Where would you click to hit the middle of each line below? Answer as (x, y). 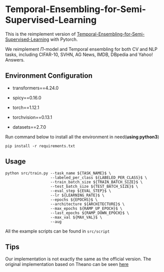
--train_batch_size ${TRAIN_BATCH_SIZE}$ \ (96, 182)
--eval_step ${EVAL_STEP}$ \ (81, 191)
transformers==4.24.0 (35, 88)
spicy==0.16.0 (27, 97)
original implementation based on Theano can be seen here (67, 264)
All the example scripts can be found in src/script (57, 231)
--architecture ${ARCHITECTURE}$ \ (87, 204)
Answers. (15, 60)
